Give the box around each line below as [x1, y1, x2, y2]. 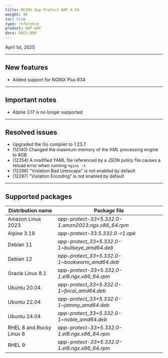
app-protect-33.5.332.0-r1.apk [57, 230, 136, 237]
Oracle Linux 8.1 [7, 270, 46, 277]
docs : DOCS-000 [5, 30, 37, 35]
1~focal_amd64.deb [57, 288, 106, 295]
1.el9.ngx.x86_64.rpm [57, 345, 110, 352]
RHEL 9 [7, 342, 25, 349]
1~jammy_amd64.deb [57, 302, 109, 309]
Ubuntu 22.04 [7, 299, 41, 306]
